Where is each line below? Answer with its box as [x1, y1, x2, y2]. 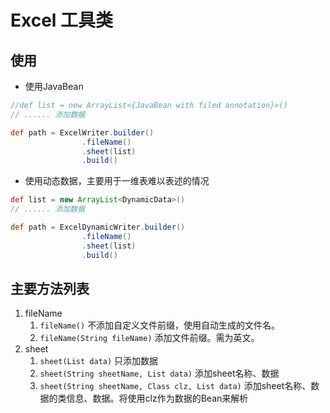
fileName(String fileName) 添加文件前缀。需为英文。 [39, 332, 260, 344]
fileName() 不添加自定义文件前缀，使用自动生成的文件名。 [39, 319, 281, 331]
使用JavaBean [24, 81, 84, 92]
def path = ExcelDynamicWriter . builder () [10, 222, 186, 232]
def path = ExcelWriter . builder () [10, 127, 155, 138]
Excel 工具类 [10, 9, 114, 32]
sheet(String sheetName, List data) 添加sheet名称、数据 [39, 367, 280, 380]
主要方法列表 [10, 280, 90, 297]
